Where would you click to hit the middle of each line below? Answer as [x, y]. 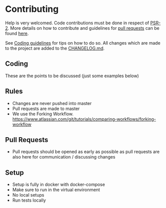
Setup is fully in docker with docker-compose [59, 185]
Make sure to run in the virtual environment [56, 190]
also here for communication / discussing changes [64, 157]
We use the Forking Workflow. [43, 114]
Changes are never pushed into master [52, 103]
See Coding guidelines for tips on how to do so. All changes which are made [83, 43]
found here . [17, 33]
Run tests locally [29, 200]
